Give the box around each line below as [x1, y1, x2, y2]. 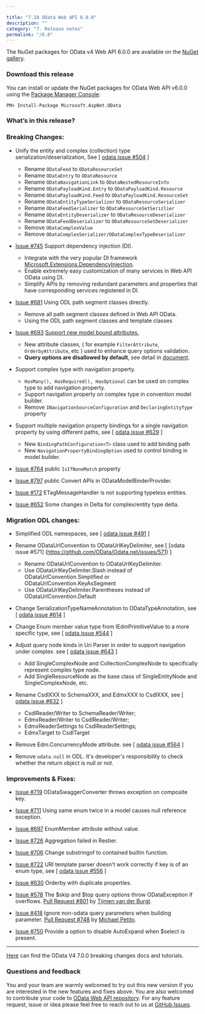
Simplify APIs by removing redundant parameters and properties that [24, 280, 198, 287]
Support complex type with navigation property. [15, 365, 136, 373]
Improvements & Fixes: [6, 774, 76, 783]
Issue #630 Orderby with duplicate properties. [15, 879, 132, 887]
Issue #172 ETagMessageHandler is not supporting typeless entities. [15, 488, 187, 496]
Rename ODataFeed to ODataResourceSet [24, 165, 123, 172]
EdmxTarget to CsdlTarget [24, 729, 90, 736]
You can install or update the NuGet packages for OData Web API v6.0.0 [6, 84, 188, 91]
